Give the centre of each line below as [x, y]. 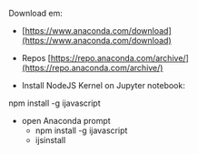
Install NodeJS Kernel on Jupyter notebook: [103, 85]
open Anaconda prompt [66, 121]
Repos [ [36, 58]
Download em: [35, 13]
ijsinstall [50, 140]
